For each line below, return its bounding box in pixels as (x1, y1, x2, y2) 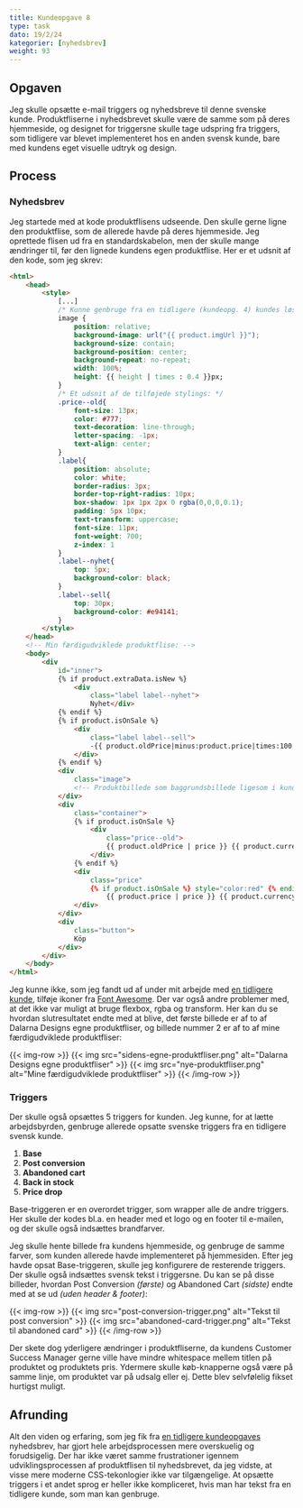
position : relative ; (73, 322, 151, 331)
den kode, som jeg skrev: (9, 254, 104, 265)
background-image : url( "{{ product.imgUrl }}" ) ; (73, 330, 260, 339)
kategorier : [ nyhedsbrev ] (9, 38, 106, 48)
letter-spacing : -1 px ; (73, 431, 160, 440)
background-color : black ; (73, 574, 171, 583)
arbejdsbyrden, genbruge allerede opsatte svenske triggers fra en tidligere (9, 1121, 287, 1132)
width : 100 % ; (73, 364, 124, 373)
